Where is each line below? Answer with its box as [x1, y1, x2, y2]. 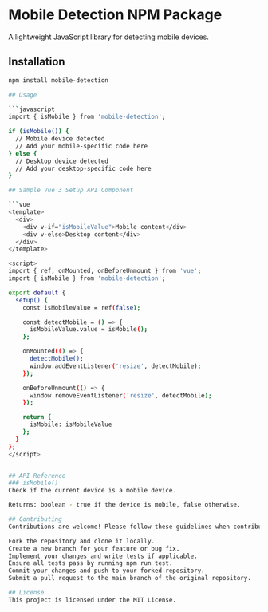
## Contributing [8, 515, 62, 523]
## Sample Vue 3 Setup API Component [8, 186, 134, 195]
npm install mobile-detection [8, 76, 109, 85]
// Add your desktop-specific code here [15, 164, 152, 172]
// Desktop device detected [15, 157, 109, 165]
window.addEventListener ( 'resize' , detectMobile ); [29, 361, 202, 370]
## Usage [8, 90, 37, 99]
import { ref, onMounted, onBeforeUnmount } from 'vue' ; [8, 267, 202, 275]
